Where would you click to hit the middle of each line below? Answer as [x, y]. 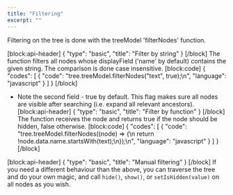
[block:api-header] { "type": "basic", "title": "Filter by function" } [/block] [121, 111]
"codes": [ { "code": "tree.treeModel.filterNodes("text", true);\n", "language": [117, 76]
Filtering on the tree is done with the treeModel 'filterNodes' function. [107, 40]
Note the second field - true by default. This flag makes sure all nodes [118, 96]
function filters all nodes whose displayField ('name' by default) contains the [117, 61]
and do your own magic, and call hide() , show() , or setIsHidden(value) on [113, 177]
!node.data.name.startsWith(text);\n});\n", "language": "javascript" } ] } [118, 141]
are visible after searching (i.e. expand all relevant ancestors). [106, 104]
